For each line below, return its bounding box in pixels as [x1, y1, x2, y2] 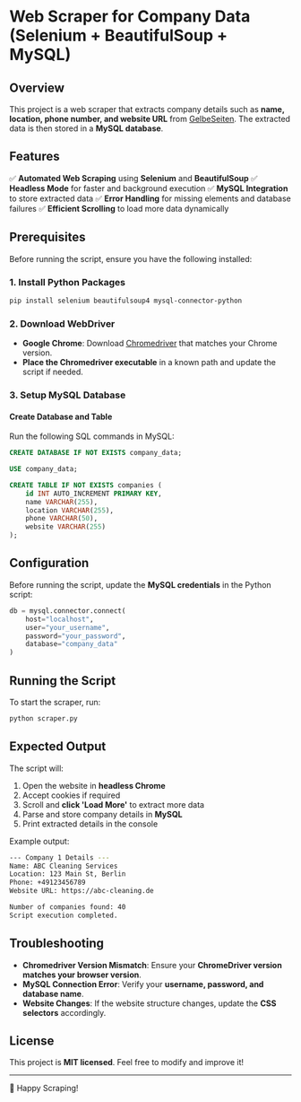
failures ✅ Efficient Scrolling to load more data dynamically [9, 203, 229, 214]
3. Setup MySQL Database [9, 389, 126, 401]
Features [9, 149, 60, 164]
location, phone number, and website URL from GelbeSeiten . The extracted [9, 114, 291, 124]
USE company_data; [9, 465, 78, 474]
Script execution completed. [9, 911, 118, 920]
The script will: [9, 763, 64, 774]
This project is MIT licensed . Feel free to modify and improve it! [9, 1057, 245, 1068]
